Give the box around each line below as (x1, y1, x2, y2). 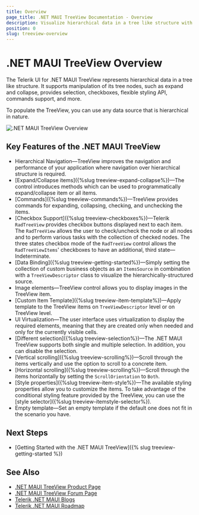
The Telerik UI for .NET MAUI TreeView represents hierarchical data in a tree (6, 76, 193, 83)
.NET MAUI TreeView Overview (6, 57, 162, 70)
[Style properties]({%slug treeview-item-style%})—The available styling (14, 379, 192, 386)
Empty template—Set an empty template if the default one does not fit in (14, 404, 192, 411)
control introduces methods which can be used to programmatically (14, 183, 181, 190)
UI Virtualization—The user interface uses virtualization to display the (14, 316, 185, 323)
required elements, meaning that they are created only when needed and (14, 322, 194, 329)
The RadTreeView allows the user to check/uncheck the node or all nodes (14, 227, 193, 234)
